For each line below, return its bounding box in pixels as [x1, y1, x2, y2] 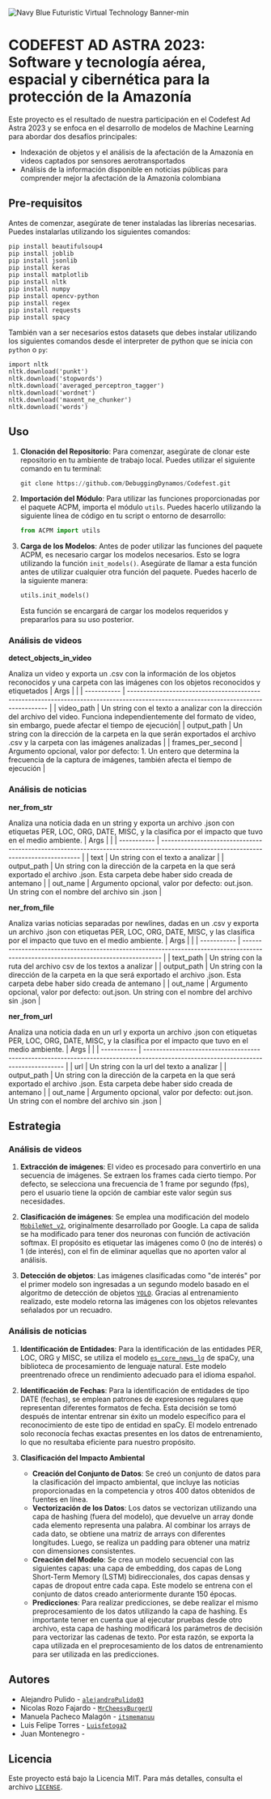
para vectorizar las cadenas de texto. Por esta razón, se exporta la [32, 1632, 254, 1642]
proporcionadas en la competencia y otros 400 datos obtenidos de [32, 1486, 256, 1495]
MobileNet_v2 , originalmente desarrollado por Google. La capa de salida [19, 1221, 259, 1230]
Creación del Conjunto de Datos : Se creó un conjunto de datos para [32, 1469, 261, 1478]
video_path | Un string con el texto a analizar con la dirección [57, 703, 263, 713]
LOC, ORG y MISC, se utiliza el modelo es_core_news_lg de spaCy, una [19, 1353, 255, 1362]
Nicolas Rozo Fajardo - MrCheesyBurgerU [19, 1703, 153, 1712]
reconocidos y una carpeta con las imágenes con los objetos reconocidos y [8, 677, 261, 688]
